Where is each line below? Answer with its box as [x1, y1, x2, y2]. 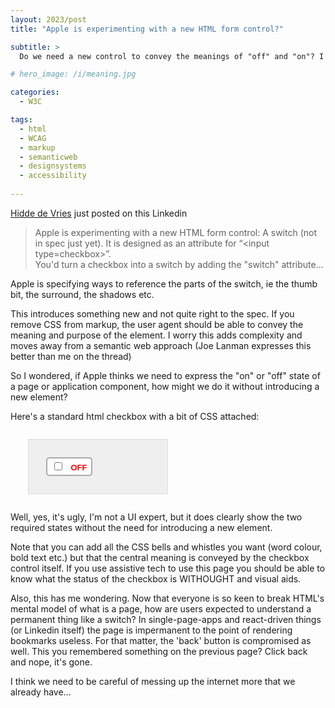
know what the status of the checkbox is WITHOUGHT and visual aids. [10, 572, 302, 585]
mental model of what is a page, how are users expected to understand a [10, 602, 312, 615]
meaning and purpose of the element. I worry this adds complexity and [10, 329, 303, 341]
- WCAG [19, 133, 47, 143]
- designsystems [19, 161, 87, 171]
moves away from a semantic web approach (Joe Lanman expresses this [10, 339, 312, 351]
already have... [10, 686, 72, 698]
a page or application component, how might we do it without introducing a [10, 380, 320, 392]
